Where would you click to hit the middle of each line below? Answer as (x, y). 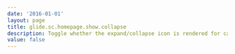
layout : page (26, 20)
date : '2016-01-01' (36, 14)
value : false (26, 40)
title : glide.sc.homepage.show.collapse (67, 27)
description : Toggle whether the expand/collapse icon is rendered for (114, 33)
